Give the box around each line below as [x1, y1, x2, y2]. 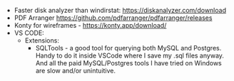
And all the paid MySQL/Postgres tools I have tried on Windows [35, 59, 223, 67]
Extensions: [24, 36, 59, 45]
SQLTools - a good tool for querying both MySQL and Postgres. [35, 44, 222, 52]
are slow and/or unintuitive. [35, 67, 116, 75]
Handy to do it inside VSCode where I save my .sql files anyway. [35, 51, 225, 60]
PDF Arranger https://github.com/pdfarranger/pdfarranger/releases [14, 13, 213, 22]
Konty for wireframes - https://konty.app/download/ [14, 21, 167, 29]
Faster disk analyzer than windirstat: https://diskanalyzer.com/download [14, 6, 227, 14]
